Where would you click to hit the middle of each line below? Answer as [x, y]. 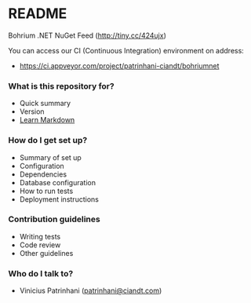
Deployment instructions [59, 199]
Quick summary [45, 104]
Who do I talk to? [41, 273]
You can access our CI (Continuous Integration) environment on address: [126, 50]
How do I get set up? [48, 141]
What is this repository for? [62, 86]
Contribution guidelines [54, 219]
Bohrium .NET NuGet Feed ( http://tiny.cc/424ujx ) [87, 35]
